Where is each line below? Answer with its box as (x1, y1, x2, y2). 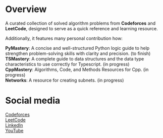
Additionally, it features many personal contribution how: (5, 35, 123, 41)
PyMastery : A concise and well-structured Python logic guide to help (5, 45, 150, 51)
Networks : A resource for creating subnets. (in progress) (5, 77, 124, 83)
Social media (5, 95, 61, 106)
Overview (5, 4, 47, 15)
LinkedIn (5, 122, 23, 128)
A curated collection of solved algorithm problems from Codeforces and (5, 20, 156, 26)
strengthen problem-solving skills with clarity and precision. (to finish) (5, 50, 151, 56)
